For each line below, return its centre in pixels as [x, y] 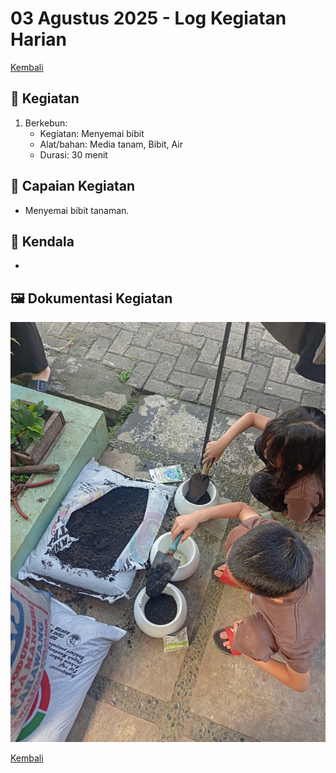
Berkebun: [46, 123]
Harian [38, 39]
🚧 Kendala [42, 241]
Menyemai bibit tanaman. [77, 210]
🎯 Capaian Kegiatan [73, 186]
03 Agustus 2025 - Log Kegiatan [148, 18]
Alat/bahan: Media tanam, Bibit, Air [111, 144]
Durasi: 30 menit [73, 154]
